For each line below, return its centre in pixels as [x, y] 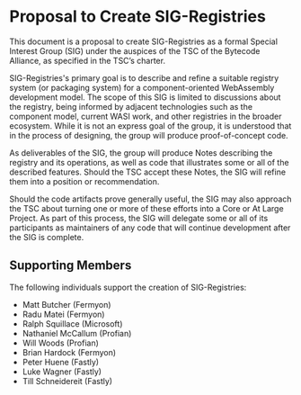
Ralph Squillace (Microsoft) [72, 323]
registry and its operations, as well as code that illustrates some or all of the [149, 162]
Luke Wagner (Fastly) [62, 372]
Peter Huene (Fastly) [61, 362]
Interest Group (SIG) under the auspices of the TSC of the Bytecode [135, 50]
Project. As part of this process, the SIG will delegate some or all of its [139, 218]
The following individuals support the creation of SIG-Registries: [128, 287]
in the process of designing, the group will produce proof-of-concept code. [149, 135]
